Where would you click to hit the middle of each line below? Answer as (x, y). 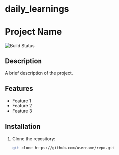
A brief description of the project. (39, 73)
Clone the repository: (34, 138)
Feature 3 (22, 111)
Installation (23, 127)
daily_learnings (37, 9)
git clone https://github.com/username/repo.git (63, 148)
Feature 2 (22, 105)
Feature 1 (21, 101)
